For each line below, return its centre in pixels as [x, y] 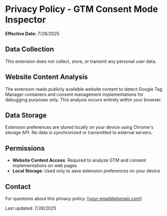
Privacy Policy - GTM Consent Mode [82, 9]
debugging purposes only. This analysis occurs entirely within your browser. [83, 100]
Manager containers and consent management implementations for [74, 94]
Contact [18, 186]
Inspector [26, 20]
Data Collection [30, 49]
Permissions [25, 148]
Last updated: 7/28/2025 [31, 208]
